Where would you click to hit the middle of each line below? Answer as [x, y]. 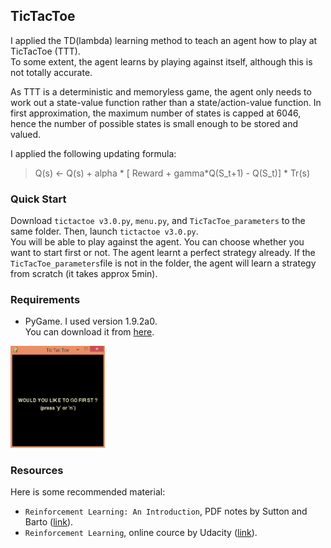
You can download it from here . [89, 332]
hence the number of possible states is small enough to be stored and [154, 123]
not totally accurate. [51, 72]
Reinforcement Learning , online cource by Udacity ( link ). [141, 533]
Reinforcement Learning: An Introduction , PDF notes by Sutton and [166, 511]
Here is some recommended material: [88, 492]
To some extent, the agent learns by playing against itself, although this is [161, 61]
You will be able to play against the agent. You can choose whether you [157, 242]
